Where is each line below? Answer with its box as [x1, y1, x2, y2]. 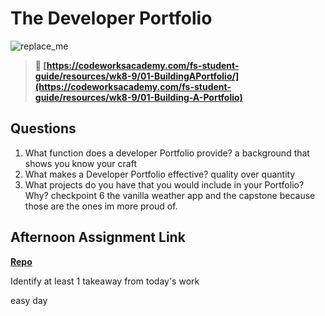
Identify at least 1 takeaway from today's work [10, 275, 200, 287]
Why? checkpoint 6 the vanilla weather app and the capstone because [24, 189, 316, 201]
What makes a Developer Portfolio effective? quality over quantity [24, 168, 296, 180]
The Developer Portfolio [10, 7, 213, 30]
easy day [10, 294, 48, 306]
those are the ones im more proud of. [24, 200, 178, 212]
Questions [10, 120, 77, 137]
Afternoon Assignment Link [10, 229, 186, 246]
